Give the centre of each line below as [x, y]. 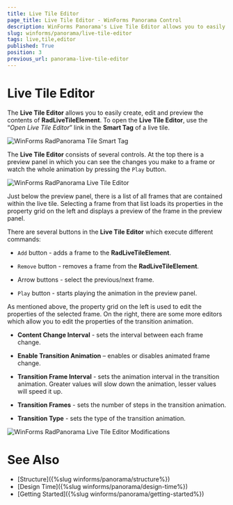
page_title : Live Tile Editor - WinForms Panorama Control [95, 20]
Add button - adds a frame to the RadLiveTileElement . [94, 252]
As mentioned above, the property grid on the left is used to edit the [104, 306]
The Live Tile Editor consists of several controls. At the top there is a [105, 154]
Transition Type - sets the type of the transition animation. [102, 418]
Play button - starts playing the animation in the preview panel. [107, 293]
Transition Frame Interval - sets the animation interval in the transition [118, 376]
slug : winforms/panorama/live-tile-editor [70, 33]
